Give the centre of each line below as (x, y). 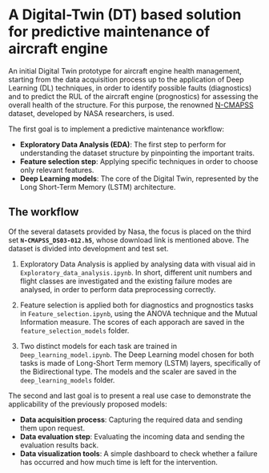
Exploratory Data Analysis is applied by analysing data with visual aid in (138, 264)
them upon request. (52, 428)
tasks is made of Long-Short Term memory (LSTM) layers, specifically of (140, 363)
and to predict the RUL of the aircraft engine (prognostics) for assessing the (133, 96)
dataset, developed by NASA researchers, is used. (91, 113)
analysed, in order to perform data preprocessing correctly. (118, 289)
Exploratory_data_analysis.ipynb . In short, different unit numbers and (136, 272)
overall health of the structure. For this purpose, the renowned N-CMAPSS (131, 105)
